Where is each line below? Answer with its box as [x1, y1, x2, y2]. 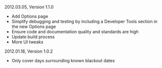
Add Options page [11, 14, 49, 19]
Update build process [11, 34, 55, 40]
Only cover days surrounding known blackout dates [11, 58, 115, 63]
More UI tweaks [11, 39, 44, 45]
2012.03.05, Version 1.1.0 [4, 4, 54, 10]
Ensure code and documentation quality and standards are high [11, 29, 139, 34]
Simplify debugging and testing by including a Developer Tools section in [11, 19, 158, 24]
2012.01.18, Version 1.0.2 [4, 48, 53, 54]
